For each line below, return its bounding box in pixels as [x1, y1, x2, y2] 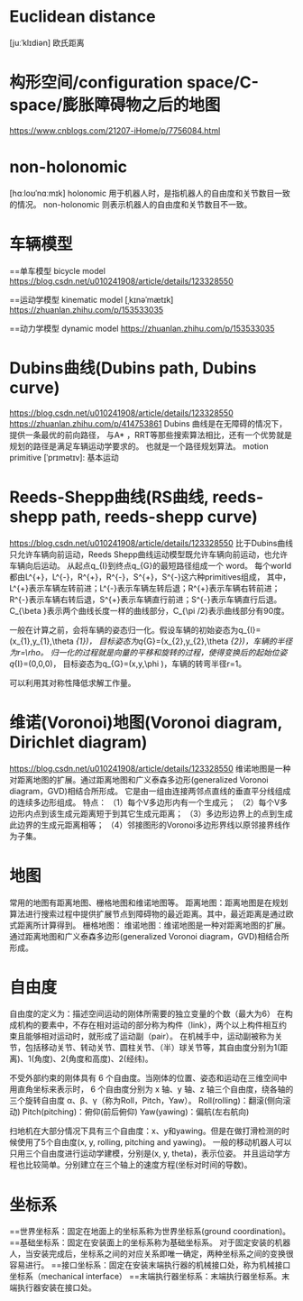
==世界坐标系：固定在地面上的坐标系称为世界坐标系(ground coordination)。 [9, 1226, 291, 1237]
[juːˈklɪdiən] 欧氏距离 [9, 37, 85, 48]
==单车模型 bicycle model [9, 265, 106, 276]
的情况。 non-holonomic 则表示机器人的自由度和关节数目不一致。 [9, 198, 252, 209]
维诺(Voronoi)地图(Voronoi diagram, [9, 712, 282, 732]
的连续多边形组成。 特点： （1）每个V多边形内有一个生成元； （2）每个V [9, 796, 280, 808]
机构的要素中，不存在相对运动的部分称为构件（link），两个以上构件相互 [16, 1020, 280, 1031]
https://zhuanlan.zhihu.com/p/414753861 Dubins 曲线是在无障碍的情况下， [9, 417, 287, 429]
